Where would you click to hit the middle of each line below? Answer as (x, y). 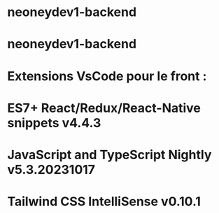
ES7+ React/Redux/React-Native (104, 108)
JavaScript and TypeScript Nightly (109, 155)
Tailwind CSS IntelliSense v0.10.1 (104, 201)
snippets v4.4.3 (54, 123)
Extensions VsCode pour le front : (107, 76)
